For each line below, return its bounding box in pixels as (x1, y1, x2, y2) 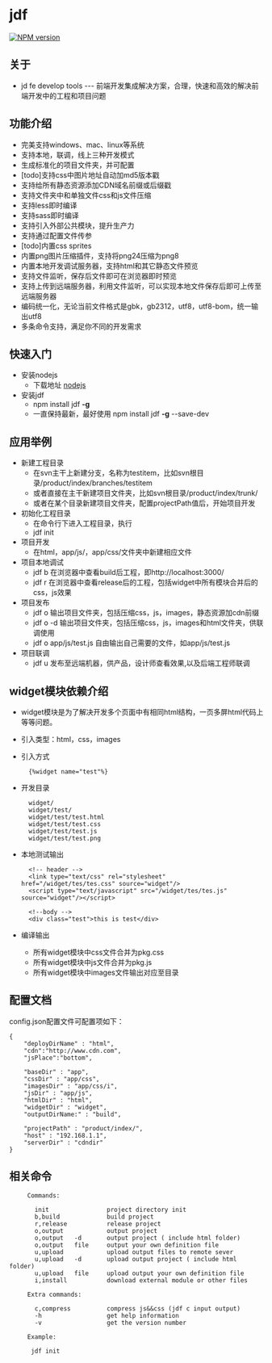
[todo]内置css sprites (20, 241, 92, 250)
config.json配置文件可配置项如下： (9, 1016, 124, 1026)
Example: (27, 1332, 57, 1341)
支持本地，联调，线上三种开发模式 (20, 149, 135, 159)
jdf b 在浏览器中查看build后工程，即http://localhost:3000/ (32, 568, 224, 577)
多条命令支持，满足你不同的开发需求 (20, 321, 142, 331)
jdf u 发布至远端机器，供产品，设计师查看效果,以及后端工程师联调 (32, 658, 250, 668)
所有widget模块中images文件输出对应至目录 (32, 967, 179, 977)
